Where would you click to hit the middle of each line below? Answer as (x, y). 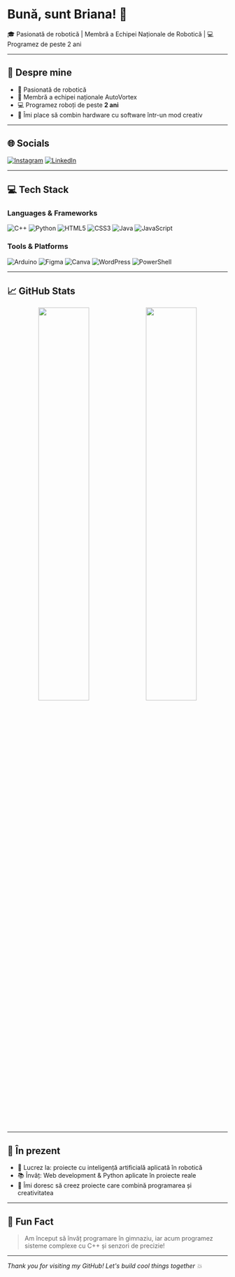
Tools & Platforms (38, 246)
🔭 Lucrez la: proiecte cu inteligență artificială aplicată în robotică (110, 1168)
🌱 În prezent (34, 1151)
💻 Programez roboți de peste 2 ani (68, 105)
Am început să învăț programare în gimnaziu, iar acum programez (119, 1238)
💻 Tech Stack (38, 189)
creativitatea (35, 1193)
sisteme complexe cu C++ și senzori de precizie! (95, 1246)
